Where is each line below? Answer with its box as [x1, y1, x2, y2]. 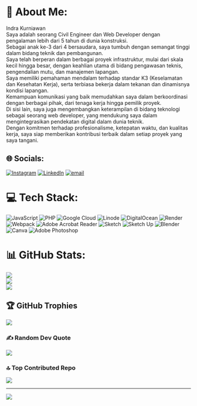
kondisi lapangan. [6, 87, 49, 94]
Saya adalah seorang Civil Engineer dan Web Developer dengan [6, 30, 161, 37]
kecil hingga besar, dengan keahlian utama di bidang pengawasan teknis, [6, 62, 183, 69]
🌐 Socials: [6, 153, 45, 163]
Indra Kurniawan [6, 25, 46, 32]
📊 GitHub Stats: [6, 248, 86, 261]
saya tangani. [6, 137, 39, 144]
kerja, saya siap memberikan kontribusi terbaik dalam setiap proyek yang [6, 130, 183, 137]
